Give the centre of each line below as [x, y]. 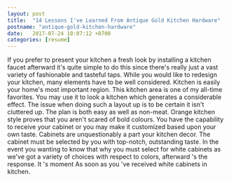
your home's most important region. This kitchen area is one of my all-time [115, 90]
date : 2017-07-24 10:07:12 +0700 [59, 33]
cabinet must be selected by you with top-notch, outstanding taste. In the [113, 142]
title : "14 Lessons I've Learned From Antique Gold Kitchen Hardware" [114, 20]
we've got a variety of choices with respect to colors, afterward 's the [107, 157]
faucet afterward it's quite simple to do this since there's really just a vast [113, 67]
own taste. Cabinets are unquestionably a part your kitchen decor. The [109, 135]
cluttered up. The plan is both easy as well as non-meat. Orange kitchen [111, 112]
